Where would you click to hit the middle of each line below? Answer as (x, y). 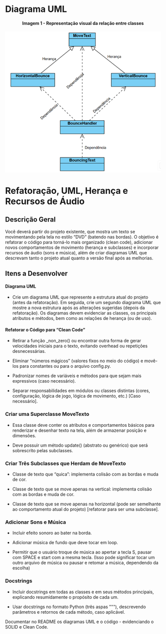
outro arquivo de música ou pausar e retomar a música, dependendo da (85, 563)
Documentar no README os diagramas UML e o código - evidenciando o (80, 622)
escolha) (21, 568)
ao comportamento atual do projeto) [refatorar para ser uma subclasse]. (85, 509)
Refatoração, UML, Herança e (67, 191)
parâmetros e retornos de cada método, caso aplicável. (69, 612)
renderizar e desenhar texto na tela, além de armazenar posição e (79, 430)
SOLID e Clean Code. (27, 627)
